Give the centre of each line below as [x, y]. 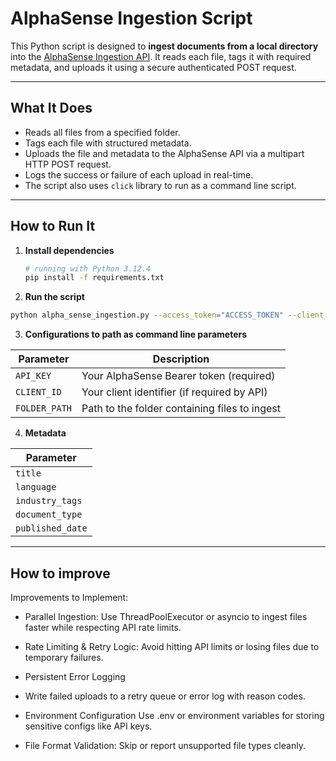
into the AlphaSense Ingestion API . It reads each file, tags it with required [161, 56]
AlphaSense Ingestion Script [131, 18]
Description [181, 359]
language [36, 487]
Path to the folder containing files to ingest [181, 409]
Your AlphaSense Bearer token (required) [178, 376]
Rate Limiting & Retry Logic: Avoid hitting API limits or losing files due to [172, 646]
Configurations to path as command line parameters [136, 334]
